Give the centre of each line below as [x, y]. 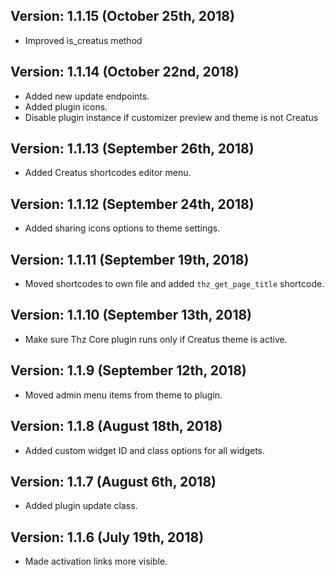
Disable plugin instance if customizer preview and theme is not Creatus [171, 117]
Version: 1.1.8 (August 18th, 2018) [116, 426]
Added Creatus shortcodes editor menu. [108, 173]
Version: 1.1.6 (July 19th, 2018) [107, 537]
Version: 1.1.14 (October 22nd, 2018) [125, 72]
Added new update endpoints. [87, 96]
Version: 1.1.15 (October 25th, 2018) [122, 16]
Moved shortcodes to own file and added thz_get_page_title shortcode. [174, 284]
